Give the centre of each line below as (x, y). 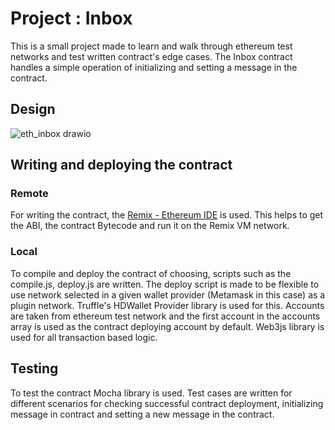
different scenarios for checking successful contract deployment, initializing (167, 403)
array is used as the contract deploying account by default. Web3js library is (167, 326)
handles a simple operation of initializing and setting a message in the (154, 67)
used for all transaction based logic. (84, 337)
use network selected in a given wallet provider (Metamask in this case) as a (168, 294)
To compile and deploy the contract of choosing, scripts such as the (151, 273)
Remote (29, 194)
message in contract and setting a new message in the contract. (142, 414)
